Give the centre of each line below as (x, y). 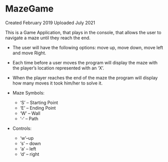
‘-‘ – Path (29, 118)
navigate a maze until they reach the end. (48, 38)
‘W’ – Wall (30, 113)
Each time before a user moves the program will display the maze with (85, 62)
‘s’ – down (30, 143)
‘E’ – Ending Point (38, 108)
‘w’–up (27, 138)
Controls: (22, 128)
